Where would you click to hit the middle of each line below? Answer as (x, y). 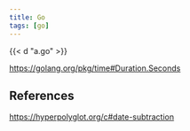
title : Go (28, 17)
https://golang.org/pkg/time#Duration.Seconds (95, 68)
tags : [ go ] (29, 26)
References (42, 95)
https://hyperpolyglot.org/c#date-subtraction (92, 117)
